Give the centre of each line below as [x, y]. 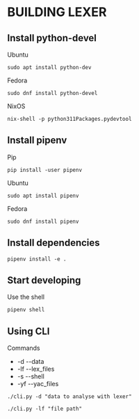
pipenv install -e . [37, 259]
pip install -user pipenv [44, 170]
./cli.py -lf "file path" [44, 409]
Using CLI [28, 331]
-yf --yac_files [38, 384]
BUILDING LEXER [57, 12]
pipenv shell [26, 310]
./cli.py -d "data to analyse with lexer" [69, 397]
